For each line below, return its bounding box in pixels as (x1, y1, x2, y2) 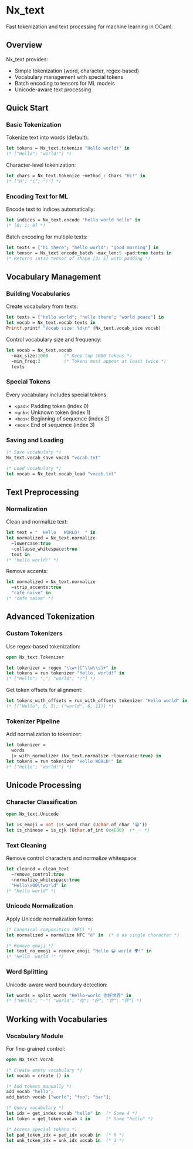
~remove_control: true (11, 872, 65, 878)
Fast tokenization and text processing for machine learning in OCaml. (6, 23, 173, 30)
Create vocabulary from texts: (6, 303, 79, 310)
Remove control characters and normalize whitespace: (6, 855, 138, 862)
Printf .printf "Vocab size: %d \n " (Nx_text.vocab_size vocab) (6, 325, 161, 332)
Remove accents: (6, 568, 48, 575)
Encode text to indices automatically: (6, 206, 96, 213)
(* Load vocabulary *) (6, 465, 62, 471)
